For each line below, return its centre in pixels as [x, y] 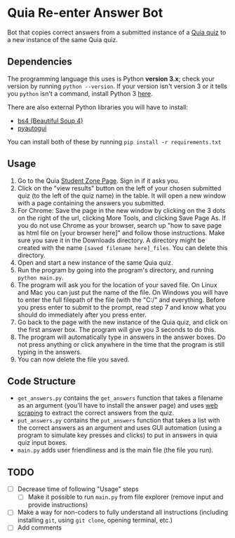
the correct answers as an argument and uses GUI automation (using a [120, 428]
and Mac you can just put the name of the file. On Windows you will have [123, 292]
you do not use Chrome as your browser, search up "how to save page [120, 225]
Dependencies [40, 62]
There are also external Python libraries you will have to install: [98, 107]
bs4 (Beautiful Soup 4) [50, 120]
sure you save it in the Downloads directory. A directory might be [111, 240]
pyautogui [32, 128]
